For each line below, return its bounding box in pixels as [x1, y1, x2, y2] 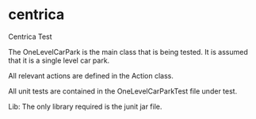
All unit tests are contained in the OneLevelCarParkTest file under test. [8, 86, 238, 96]
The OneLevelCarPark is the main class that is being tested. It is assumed [8, 47, 248, 56]
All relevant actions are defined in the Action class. [8, 71, 174, 80]
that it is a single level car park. [8, 56, 110, 65]
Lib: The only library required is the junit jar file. [8, 102, 162, 111]
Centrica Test [8, 32, 53, 41]
